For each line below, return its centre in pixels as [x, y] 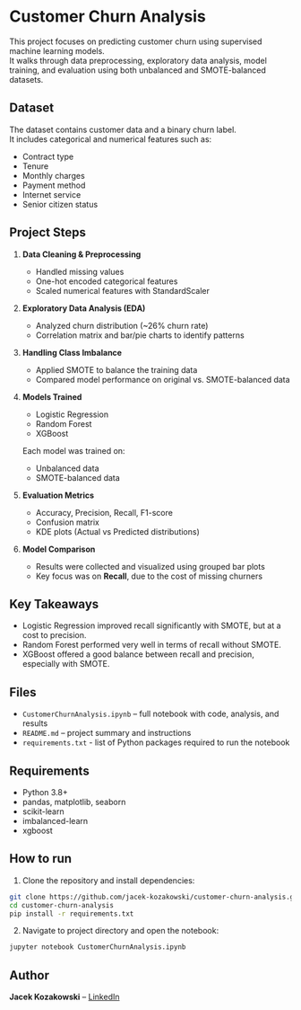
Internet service [52, 194]
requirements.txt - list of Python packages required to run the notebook [156, 742]
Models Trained [52, 396]
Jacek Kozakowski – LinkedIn [64, 997]
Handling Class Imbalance [72, 352]
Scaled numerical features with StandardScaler [123, 290]
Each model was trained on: [73, 450]
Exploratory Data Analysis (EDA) [84, 308]
